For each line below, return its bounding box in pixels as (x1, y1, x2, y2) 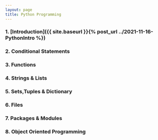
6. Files (5, 102, 23, 109)
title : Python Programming (5, 12, 61, 17)
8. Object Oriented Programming (5, 128, 86, 135)
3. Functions (5, 61, 36, 68)
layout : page (5, 7, 32, 12)
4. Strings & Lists (5, 75, 47, 82)
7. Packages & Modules (5, 115, 62, 122)
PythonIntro (5, 34, 35, 41)
